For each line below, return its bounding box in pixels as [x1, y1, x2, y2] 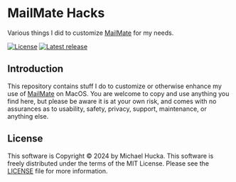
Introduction [7, 63, 64, 75]
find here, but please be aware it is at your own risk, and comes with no [7, 97, 217, 105]
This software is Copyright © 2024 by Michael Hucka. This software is [7, 151, 214, 160]
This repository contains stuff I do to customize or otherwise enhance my [7, 82, 222, 90]
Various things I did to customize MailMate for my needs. [7, 28, 174, 37]
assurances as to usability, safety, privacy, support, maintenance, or [7, 105, 208, 113]
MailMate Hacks [7, 5, 105, 21]
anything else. [7, 112, 49, 120]
